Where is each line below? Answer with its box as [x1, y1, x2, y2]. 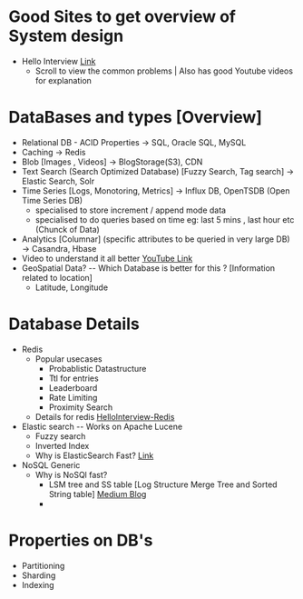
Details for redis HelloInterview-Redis [34, 411, 175, 422]
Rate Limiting [48, 392, 98, 403]
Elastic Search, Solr [21, 175, 95, 186]
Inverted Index [34, 440, 90, 451]
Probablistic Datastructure [48, 363, 147, 374]
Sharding [21, 570, 56, 581]
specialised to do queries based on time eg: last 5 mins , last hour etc [34, 214, 295, 225]
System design [8, 25, 124, 46]
